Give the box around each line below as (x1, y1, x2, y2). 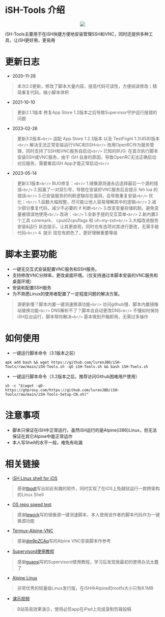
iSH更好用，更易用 (18, 37, 55, 43)
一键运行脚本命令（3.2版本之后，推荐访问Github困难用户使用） (12, 373, 140, 379)
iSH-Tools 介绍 (5, 4, 65, 16)
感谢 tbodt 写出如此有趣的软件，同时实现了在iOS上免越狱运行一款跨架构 (17, 485, 160, 491)
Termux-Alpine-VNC (12, 528, 54, 534)
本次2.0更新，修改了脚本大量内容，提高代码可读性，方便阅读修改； (17, 83, 153, 89)
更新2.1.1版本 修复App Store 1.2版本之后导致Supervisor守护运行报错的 (17, 109, 158, 115)
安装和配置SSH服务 (12, 284, 52, 290)
